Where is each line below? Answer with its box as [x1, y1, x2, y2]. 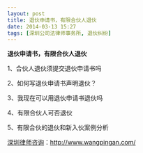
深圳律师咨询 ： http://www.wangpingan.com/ [7, 138, 136, 147]
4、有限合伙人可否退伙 [7, 108, 73, 117]
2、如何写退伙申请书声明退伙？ [7, 79, 97, 88]
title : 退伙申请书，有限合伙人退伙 [7, 17, 97, 24]
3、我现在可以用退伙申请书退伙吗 [7, 94, 103, 102]
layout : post [7, 10, 45, 17]
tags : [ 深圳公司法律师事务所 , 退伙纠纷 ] [7, 29, 112, 37]
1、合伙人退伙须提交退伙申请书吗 [7, 64, 102, 73]
